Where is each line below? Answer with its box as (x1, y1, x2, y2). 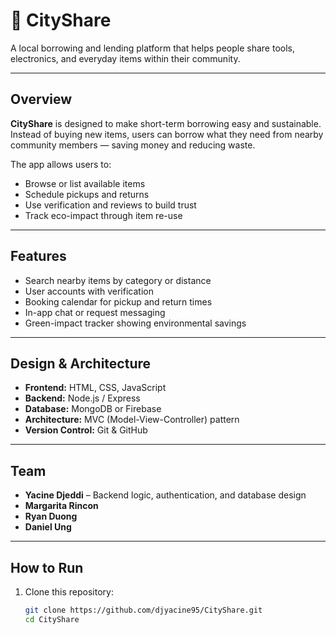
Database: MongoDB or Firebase (24, 403, 162, 415)
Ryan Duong (24, 510, 78, 523)
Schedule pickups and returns (24, 188, 150, 200)
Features (10, 248, 67, 265)
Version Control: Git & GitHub (24, 424, 148, 436)
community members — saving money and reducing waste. (10, 139, 256, 151)
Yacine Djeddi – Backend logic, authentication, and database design (24, 489, 307, 501)
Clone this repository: (24, 586, 114, 598)
